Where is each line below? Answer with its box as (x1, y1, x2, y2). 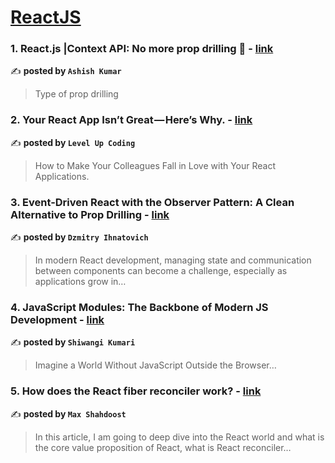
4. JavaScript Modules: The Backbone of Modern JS (10, 301, 269, 314)
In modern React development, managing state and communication (34, 254, 312, 266)
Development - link (10, 313, 105, 326)
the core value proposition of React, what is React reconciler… (34, 441, 292, 453)
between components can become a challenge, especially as (34, 265, 288, 277)
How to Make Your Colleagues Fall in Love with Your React (34, 159, 277, 171)
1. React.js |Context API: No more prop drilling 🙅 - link (10, 42, 274, 56)
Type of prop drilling (34, 88, 119, 100)
